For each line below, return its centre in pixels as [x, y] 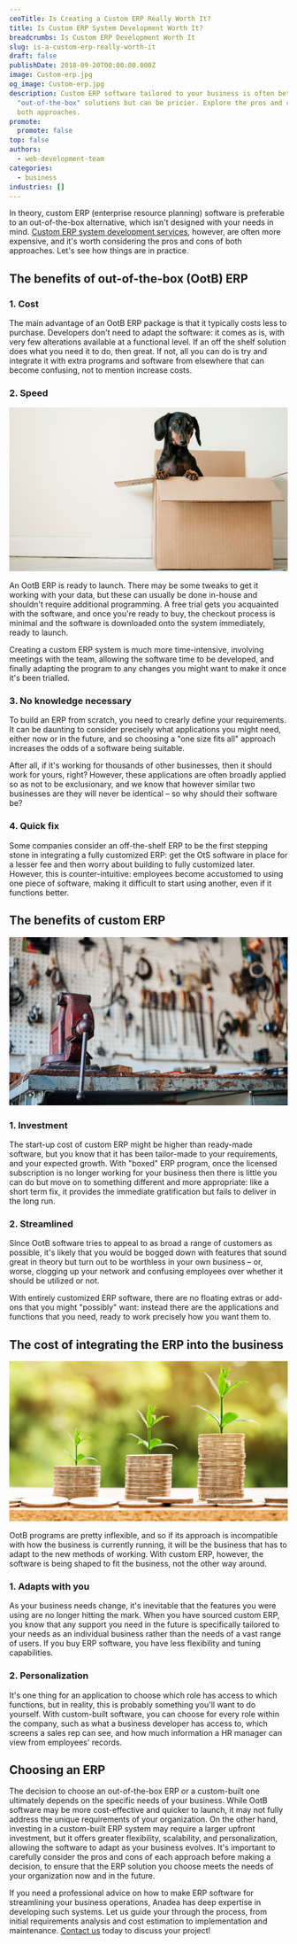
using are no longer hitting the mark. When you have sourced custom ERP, [145, 1615]
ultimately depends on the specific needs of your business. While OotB [138, 1801]
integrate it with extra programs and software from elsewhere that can [137, 361]
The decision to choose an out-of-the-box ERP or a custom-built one [135, 1791]
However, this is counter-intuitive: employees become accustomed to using [146, 873]
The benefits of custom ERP [88, 921]
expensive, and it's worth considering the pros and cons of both [126, 241]
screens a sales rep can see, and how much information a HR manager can [146, 1732]
